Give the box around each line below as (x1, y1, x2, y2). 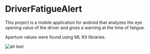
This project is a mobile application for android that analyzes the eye (5, 19, 142, 25)
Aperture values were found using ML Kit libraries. (5, 34, 106, 40)
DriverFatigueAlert (5, 3, 82, 15)
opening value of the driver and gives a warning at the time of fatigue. (5, 24, 145, 30)
